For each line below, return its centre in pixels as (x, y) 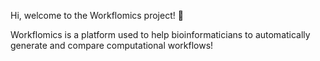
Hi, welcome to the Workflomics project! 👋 (97, 15)
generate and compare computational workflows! (112, 45)
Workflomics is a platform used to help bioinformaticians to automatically (160, 34)
